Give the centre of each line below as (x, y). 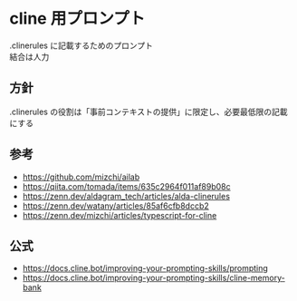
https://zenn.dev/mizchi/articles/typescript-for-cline (120, 215)
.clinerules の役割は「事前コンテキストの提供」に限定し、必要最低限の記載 (148, 112)
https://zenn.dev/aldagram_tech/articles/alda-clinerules (126, 196)
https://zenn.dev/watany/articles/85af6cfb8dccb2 (116, 206)
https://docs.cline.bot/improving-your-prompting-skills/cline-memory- (153, 278)
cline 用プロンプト (77, 19)
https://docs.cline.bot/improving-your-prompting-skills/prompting (145, 268)
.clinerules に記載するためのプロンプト (81, 45)
